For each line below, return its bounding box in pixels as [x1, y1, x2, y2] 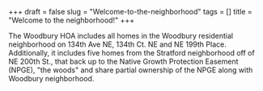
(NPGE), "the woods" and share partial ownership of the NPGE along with [8, 65, 253, 75]
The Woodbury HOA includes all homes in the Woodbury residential [8, 31, 233, 40]
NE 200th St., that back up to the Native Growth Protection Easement [8, 56, 239, 66]
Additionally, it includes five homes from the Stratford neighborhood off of [8, 48, 255, 57]
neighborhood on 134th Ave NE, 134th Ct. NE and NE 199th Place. [8, 39, 227, 49]
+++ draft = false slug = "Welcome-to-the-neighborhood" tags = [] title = [8, 7, 252, 16]
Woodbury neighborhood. [8, 74, 95, 83]
